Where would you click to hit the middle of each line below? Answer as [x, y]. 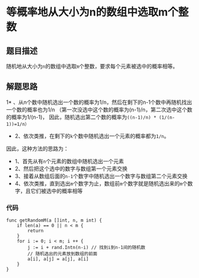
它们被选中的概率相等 [57, 191]
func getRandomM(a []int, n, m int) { [54, 220]
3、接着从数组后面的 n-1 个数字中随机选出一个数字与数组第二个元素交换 [101, 176]
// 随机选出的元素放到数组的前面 [63, 254]
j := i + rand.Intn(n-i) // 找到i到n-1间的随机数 [86, 248]
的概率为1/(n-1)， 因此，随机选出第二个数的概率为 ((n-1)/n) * [81, 117]
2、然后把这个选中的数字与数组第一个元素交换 [71, 168]
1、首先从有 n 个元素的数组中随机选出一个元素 [69, 161]
